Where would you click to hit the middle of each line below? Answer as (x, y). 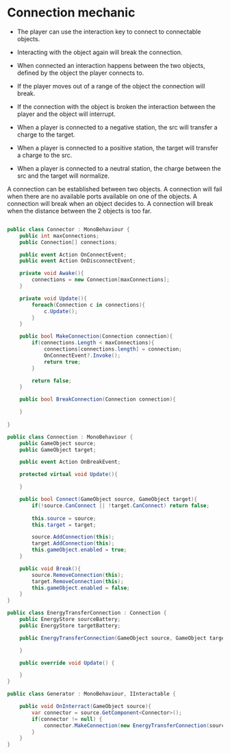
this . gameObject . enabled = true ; (79, 550)
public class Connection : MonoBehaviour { (70, 437)
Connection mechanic (71, 13)
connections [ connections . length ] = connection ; (113, 349)
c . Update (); (61, 311)
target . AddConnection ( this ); (73, 543)
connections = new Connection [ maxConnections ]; (101, 280)
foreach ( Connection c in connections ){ (89, 305)
